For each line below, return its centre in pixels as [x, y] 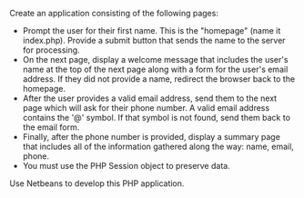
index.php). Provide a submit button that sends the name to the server [154, 40]
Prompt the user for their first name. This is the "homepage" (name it [152, 30]
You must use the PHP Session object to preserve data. [126, 166]
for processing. [51, 50]
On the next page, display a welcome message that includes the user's [155, 59]
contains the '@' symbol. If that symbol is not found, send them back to [157, 118]
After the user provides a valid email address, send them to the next [150, 98]
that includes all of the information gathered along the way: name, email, [158, 146]
